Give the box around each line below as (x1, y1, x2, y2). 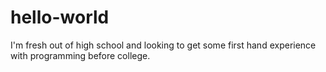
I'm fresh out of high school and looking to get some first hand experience (10, 39, 317, 51)
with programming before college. (10, 49, 151, 61)
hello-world (10, 6, 110, 29)
